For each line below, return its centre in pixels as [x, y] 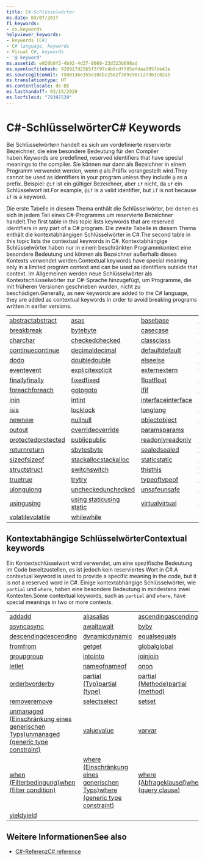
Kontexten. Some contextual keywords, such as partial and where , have [96, 595]
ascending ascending [168, 616]
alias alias [96, 616]
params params [162, 430]
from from [23, 646]
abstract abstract [33, 320]
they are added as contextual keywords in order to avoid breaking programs [102, 299]
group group [27, 656]
